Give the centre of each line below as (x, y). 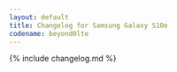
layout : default (39, 17)
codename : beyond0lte (49, 33)
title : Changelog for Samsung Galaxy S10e (88, 25)
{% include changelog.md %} (63, 59)
